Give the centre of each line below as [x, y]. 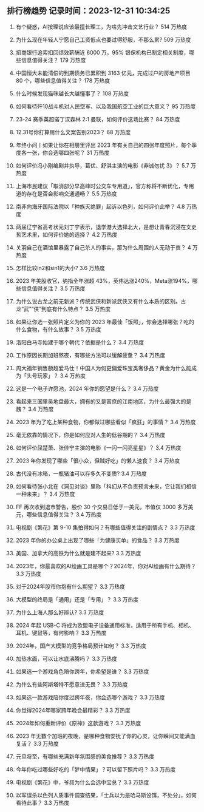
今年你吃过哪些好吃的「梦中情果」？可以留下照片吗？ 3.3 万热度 [96, 769]
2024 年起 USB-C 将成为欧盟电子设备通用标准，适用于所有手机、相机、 [105, 625]
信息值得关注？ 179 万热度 [53, 60]
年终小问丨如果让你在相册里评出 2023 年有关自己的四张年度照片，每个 [104, 145]
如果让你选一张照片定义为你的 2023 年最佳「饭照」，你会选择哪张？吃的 [105, 322]
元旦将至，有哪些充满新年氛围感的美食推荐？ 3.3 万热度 [85, 756]
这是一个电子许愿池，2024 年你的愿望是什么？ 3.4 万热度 [87, 388]
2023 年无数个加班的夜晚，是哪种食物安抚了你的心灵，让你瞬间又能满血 [106, 736]
